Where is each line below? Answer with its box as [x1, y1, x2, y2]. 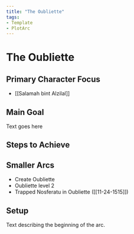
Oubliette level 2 [14, 182, 55, 190]
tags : [6, 14, 19, 20]
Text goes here [6, 123, 43, 130]
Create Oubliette [14, 176, 55, 183]
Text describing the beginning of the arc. [6, 222, 105, 229]
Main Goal [6, 107, 44, 117]
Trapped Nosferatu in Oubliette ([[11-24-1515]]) [14, 188, 129, 195]
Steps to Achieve [6, 140, 70, 150]
